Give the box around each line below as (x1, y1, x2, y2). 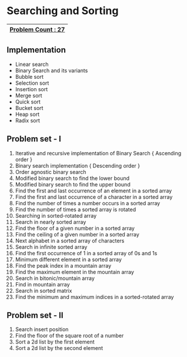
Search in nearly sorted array (15, 218, 86, 225)
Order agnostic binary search (15, 168, 87, 175)
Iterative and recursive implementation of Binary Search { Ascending (15, 149, 182, 156)
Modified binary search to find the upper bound (15, 181, 131, 188)
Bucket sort (15, 104, 44, 111)
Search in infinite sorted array (15, 243, 88, 251)
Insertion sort (15, 85, 48, 92)
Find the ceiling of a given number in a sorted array (15, 231, 140, 238)
